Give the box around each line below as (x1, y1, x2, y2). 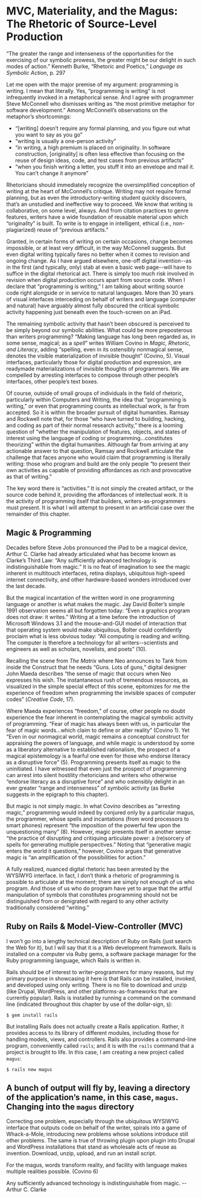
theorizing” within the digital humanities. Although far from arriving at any (6, 441, 189, 448)
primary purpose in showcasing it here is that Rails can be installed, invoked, (6, 975, 197, 982)
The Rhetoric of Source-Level (6, 17, 157, 31)
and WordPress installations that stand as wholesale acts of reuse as (6, 1143, 177, 1151)
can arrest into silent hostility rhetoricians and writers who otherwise (6, 771, 177, 778)
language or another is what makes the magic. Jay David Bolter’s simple (6, 600, 185, 607)
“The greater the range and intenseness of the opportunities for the (6, 50, 174, 57)
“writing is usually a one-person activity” (14, 137, 116, 144)
